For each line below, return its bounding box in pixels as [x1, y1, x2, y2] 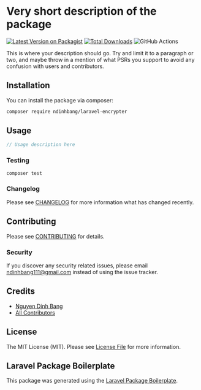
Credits [6, 286, 36, 297]
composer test [6, 170, 43, 176]
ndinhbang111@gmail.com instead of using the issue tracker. [6, 268, 158, 275]
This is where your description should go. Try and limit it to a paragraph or [6, 49, 194, 56]
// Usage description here [6, 142, 75, 148]
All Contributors [15, 308, 55, 316]
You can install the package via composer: [6, 96, 113, 104]
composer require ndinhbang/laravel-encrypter [6, 109, 127, 115]
